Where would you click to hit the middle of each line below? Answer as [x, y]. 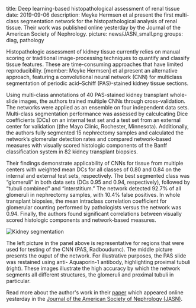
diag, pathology [25, 40]
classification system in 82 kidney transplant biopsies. [72, 152]
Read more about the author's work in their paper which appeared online [95, 293]
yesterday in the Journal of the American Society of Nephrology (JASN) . [94, 299]
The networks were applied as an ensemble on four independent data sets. [98, 107]
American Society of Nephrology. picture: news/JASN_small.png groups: [95, 34]
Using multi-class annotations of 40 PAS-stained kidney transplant [87, 95]
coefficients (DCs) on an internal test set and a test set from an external [93, 120]
